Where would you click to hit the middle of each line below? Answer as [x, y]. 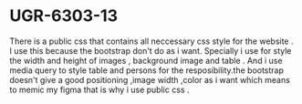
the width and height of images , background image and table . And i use [146, 60]
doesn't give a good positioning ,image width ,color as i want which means [150, 79]
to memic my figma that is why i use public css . [99, 89]
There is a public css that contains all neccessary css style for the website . [151, 41]
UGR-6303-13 [64, 16]
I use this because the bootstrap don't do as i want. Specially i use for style [151, 50]
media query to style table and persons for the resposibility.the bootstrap [147, 70]
